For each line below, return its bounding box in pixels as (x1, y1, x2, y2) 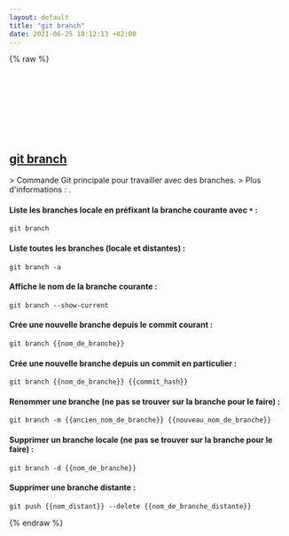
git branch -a (9, 262, 62, 271)
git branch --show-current (9, 300, 109, 310)
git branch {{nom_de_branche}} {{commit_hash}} (9, 377, 189, 386)
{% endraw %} (9, 517, 64, 528)
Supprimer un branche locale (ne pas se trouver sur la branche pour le (9, 435, 273, 445)
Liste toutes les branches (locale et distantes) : (9, 243, 186, 253)
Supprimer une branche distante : (9, 482, 136, 493)
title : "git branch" (9, 21, 86, 30)
